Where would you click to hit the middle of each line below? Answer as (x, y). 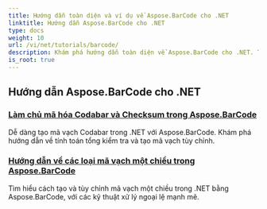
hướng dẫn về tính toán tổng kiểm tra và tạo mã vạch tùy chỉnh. (112, 141)
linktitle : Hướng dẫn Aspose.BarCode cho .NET (87, 23)
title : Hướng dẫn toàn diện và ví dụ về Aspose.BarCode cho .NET (118, 15)
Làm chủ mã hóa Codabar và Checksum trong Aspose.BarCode (133, 114)
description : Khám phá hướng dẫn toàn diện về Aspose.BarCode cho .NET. (131, 52)
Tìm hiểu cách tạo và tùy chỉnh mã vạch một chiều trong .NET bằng (118, 188)
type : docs (26, 30)
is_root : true (32, 60)
